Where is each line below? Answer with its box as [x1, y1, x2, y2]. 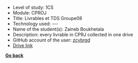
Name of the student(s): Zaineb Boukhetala [12, 26, 104, 32]
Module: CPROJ [12, 10, 47, 16]
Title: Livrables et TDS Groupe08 [12, 15, 83, 21]
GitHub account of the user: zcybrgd [12, 37, 91, 43]
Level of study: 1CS [12, 5, 54, 10]
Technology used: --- [12, 20, 58, 27]
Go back [5, 52, 24, 58]
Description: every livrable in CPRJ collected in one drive [12, 32, 133, 37]
